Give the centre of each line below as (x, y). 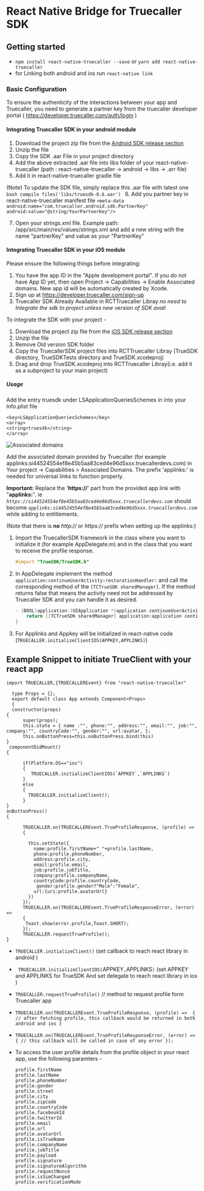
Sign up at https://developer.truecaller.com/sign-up (79, 295)
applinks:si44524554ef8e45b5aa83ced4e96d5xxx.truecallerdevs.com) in (99, 463)
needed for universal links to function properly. (65, 476)
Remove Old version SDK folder (55, 344)
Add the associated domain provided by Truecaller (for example (86, 456)
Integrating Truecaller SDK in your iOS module (66, 250)
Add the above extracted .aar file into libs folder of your (85, 163)
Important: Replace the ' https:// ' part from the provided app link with (93, 488)
